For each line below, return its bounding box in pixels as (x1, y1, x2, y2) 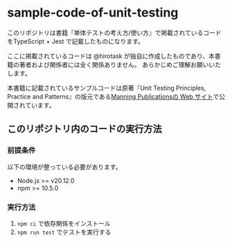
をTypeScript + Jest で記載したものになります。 (7, 37, 144, 46)
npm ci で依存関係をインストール (17, 219, 111, 227)
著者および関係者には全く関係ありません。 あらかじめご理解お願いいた (19, 60, 222, 68)
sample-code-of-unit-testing (7, 5, 179, 21)
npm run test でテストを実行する (17, 228, 111, 236)
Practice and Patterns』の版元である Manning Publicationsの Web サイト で (7, 92, 220, 101)
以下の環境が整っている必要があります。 (7, 162, 122, 171)
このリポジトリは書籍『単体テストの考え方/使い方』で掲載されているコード (7, 28, 222, 37)
